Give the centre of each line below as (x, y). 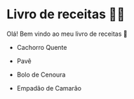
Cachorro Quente (42, 47)
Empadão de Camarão (49, 88)
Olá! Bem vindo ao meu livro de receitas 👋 (67, 34)
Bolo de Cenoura (41, 74)
